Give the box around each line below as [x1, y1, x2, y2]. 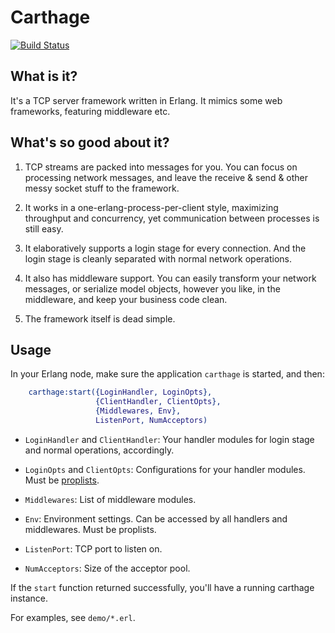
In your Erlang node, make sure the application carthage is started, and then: [10, 368, 325, 380]
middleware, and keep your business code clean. [24, 293, 228, 305]
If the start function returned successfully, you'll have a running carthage [10, 581, 315, 593]
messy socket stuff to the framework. [24, 182, 180, 194]
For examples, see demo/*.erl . [10, 611, 136, 623]
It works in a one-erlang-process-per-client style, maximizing [24, 201, 279, 213]
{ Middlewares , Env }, [95, 406, 182, 416]
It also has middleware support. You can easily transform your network [24, 272, 317, 284]
